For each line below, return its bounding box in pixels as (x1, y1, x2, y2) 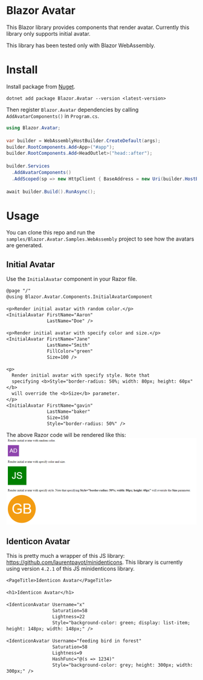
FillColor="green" (47, 348, 94, 354)
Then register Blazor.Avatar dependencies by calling (6, 106, 139, 113)
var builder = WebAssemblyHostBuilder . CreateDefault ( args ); (6, 137, 161, 144)
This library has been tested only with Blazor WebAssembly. (6, 42, 156, 49)
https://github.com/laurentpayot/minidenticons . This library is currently (6, 559, 183, 566)
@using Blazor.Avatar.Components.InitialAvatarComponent (6, 294, 153, 300)
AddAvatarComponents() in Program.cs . (6, 112, 100, 120)
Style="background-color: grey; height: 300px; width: (52, 662, 193, 669)
